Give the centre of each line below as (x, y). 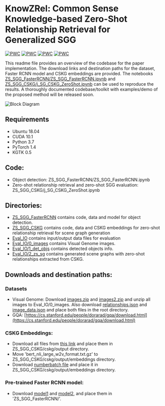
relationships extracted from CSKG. (48, 259)
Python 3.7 (23, 142)
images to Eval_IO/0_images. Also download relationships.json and (80, 305)
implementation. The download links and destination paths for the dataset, (80, 68)
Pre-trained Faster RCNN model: (44, 383)
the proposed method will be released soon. (50, 94)
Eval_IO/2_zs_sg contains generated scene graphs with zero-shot (78, 254)
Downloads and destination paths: (59, 274)
